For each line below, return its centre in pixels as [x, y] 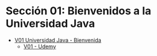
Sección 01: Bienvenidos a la [78, 11]
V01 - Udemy [40, 46]
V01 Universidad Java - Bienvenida [58, 40]
